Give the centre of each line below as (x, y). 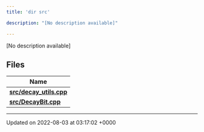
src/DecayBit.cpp (35, 102)
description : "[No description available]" (62, 23)
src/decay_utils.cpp (39, 92)
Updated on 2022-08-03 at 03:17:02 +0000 (61, 123)
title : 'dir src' (28, 12)
